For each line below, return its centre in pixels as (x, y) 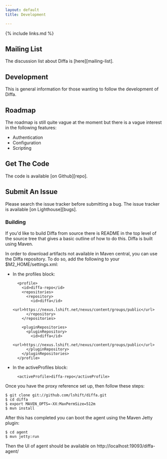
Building (16, 222)
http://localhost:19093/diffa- (126, 446)
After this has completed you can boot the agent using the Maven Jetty (79, 417)
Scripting (22, 148)
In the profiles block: (34, 274)
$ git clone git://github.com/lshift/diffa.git (56, 395)
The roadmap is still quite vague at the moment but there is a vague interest (83, 122)
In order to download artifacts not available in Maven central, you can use (81, 253)
